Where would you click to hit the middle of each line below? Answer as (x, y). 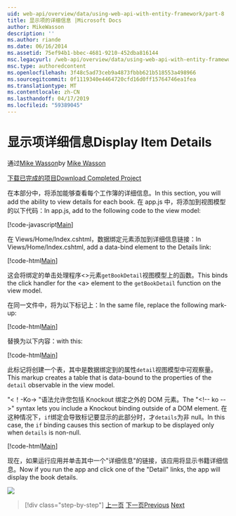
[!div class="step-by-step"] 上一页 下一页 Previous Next (104, 505)
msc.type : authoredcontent (47, 66)
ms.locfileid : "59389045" (45, 105)
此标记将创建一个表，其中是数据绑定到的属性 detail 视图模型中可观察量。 (112, 369)
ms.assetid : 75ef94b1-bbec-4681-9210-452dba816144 (83, 53)
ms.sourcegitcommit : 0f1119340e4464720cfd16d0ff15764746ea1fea (102, 79)
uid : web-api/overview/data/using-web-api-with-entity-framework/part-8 (116, 14)
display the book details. (43, 477)
